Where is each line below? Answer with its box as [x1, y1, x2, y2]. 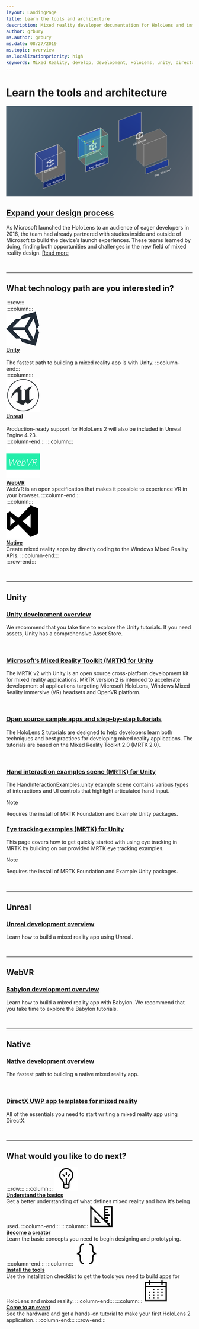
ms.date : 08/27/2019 [6, 41, 57, 47]
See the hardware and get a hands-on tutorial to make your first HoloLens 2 [6, 1310, 191, 1317]
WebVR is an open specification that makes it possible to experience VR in [6, 485, 188, 492]
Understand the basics [6, 1191, 64, 1198]
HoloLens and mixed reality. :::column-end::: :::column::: [6, 1298, 143, 1305]
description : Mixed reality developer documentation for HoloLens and [6, 22, 184, 28]
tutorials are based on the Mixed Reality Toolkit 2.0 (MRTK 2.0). [6, 741, 161, 748]
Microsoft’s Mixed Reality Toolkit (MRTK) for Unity [6, 656, 154, 664]
